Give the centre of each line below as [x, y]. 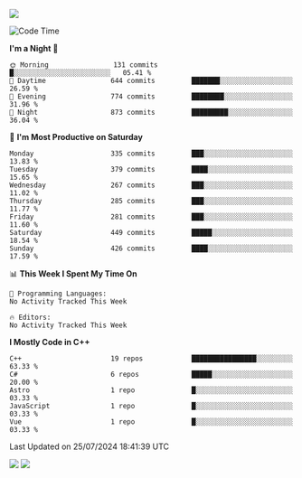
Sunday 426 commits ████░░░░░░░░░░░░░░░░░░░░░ [151, 248]
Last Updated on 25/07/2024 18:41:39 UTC [90, 446]
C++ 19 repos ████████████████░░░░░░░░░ [151, 359]
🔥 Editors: [30, 317]
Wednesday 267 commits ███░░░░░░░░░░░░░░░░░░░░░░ [151, 185]
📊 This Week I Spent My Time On [73, 274]
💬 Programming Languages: [58, 294]
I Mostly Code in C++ [50, 342]
